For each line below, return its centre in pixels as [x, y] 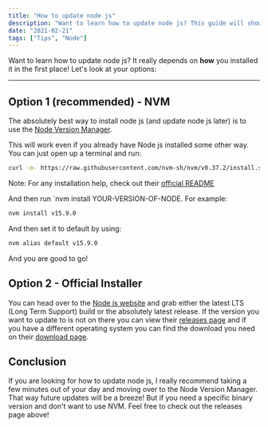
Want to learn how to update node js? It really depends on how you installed [133, 61]
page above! [29, 415]
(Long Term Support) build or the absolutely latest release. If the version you [134, 311]
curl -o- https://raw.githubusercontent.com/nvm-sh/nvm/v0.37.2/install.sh [137, 168]
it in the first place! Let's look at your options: [83, 69]
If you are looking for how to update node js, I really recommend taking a [128, 381]
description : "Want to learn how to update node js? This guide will [126, 23]
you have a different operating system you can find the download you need [132, 328]
